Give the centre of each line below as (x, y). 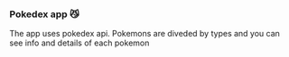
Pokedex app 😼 (44, 14)
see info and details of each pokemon (79, 43)
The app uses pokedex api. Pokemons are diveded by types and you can (144, 34)
